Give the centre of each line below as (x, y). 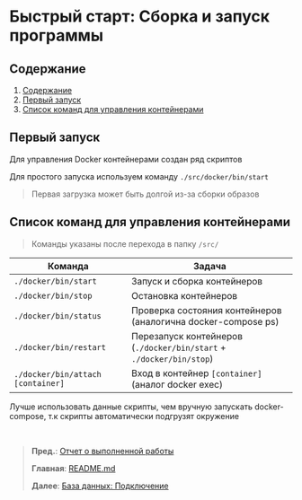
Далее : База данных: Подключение (100, 486)
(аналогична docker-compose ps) (205, 321)
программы (57, 35)
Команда (69, 266)
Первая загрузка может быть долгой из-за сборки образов (145, 194)
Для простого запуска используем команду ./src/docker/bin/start (139, 176)
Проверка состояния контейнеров (207, 310)
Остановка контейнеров (185, 295)
